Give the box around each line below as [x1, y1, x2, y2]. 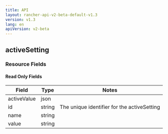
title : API [5, 7, 29, 13]
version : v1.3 [5, 17, 36, 22]
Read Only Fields [5, 74, 42, 80]
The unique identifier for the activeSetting [60, 103, 160, 110]
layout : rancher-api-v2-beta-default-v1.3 [5, 12, 98, 17]
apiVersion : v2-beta [5, 27, 50, 32]
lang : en [5, 21, 24, 27]
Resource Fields [5, 61, 46, 68]
